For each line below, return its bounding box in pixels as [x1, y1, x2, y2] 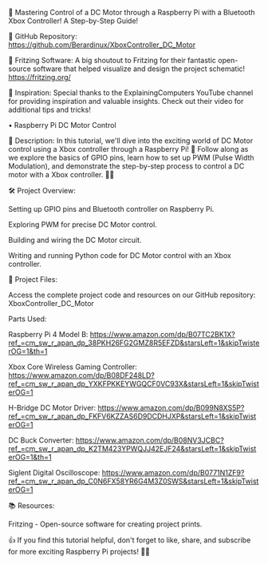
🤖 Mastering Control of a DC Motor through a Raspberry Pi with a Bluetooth [8, 8, 255, 17]
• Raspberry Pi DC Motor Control [8, 121, 117, 129]
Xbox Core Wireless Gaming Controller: [8, 362, 138, 371]
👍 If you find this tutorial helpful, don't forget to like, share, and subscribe [8, 535, 251, 545]
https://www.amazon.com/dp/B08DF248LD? [8, 371, 156, 379]
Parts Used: [8, 314, 47, 324]
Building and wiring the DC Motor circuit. [8, 236, 142, 244]
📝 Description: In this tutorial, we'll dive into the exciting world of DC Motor [8, 136, 254, 145]
